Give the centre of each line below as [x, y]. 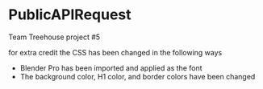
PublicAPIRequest [70, 15]
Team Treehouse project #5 [54, 37]
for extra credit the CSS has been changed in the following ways [115, 52]
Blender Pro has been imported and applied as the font [111, 68]
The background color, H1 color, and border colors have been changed [138, 76]
